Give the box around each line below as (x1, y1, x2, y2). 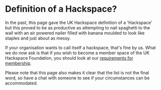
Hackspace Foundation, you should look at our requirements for (5, 55, 133, 61)
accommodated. (5, 80, 38, 86)
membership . (5, 60, 32, 66)
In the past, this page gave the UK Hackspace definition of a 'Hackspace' (5, 20, 153, 25)
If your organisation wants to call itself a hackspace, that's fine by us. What (5, 45, 156, 50)
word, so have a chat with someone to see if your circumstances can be (5, 75, 150, 81)
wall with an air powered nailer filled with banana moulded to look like (5, 30, 145, 36)
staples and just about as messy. (5, 35, 71, 41)
